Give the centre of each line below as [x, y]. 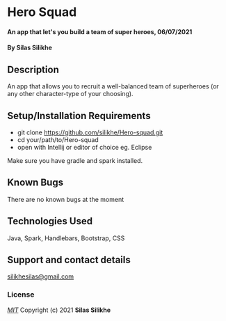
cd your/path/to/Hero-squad [58, 140]
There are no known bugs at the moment [66, 199]
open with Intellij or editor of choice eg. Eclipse [84, 147]
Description [33, 69]
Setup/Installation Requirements [79, 116]
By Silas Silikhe [30, 48]
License [21, 295]
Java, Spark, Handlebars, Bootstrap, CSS [66, 238]
